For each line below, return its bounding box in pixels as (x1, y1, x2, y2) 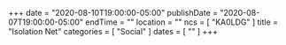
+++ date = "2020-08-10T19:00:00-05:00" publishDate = (8, 8, 219, 18)
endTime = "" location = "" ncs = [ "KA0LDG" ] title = (85, 17, 279, 27)
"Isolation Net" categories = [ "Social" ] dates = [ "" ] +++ (8, 26, 219, 36)
